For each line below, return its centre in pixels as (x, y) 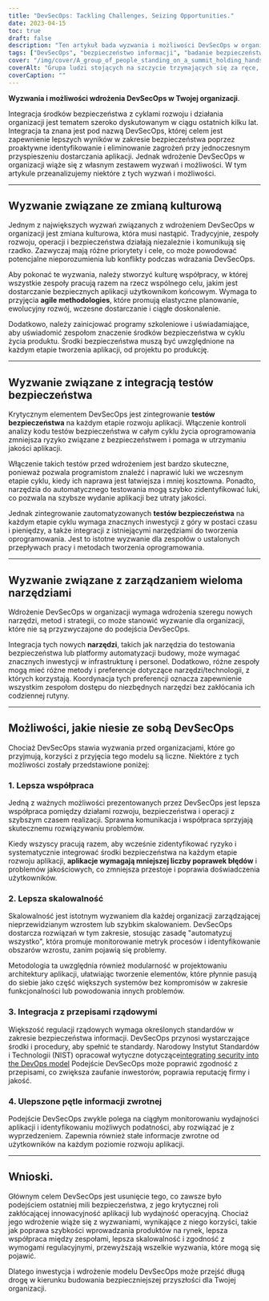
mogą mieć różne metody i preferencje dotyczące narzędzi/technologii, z (129, 671)
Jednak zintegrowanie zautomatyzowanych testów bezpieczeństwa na (126, 514)
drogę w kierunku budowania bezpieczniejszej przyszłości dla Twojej (122, 1279)
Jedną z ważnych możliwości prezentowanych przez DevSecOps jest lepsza (134, 803)
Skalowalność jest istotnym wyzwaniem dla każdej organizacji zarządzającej (134, 916)
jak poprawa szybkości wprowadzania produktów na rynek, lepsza (118, 1230)
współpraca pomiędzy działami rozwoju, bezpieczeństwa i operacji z (121, 812)
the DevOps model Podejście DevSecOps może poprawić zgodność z (123, 1063)
